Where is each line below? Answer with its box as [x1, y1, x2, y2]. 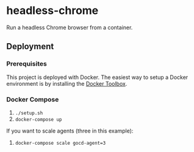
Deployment [6, 41, 54, 52]
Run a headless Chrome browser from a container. [6, 24, 133, 31]
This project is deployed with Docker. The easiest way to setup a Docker [6, 74, 189, 81]
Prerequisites [6, 60, 47, 68]
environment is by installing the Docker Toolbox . [6, 80, 128, 87]
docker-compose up [15, 116, 62, 122]
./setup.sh [15, 110, 43, 116]
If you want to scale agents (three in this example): [6, 127, 134, 134]
